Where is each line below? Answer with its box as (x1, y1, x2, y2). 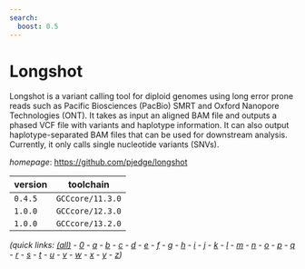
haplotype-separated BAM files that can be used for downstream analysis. (9, 129, 288, 141)
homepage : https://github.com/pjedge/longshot (9, 156, 188, 168)
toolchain (67, 178, 111, 191)
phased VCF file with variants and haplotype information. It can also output (9, 120, 290, 131)
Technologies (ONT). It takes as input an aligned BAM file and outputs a (9, 110, 277, 121)
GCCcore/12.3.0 (55, 206, 122, 216)
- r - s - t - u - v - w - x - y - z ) (9, 249, 123, 260)
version (14, 178, 48, 191)
